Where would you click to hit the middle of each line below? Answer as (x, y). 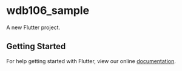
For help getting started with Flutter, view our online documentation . (91, 61)
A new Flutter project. (33, 27)
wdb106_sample (48, 11)
